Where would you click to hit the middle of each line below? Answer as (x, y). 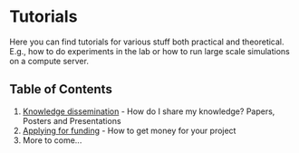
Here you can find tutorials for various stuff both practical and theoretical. (147, 42)
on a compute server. (49, 61)
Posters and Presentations (72, 120)
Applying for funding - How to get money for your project (129, 130)
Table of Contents (61, 89)
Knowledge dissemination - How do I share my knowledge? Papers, (149, 111)
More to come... (52, 140)
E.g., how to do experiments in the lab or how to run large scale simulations (149, 51)
